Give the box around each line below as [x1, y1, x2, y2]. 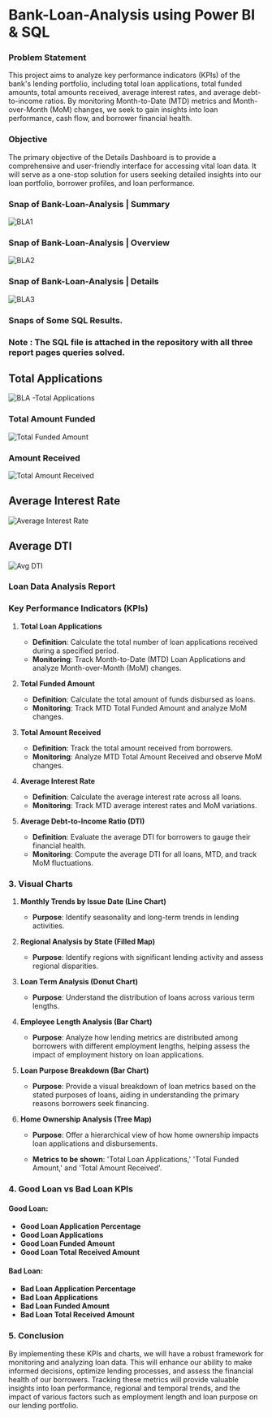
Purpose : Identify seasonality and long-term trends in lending [32, 912, 240, 923]
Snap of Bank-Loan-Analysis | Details [8, 276, 160, 287]
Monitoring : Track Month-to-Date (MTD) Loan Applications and [32, 654, 246, 664]
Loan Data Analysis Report [8, 581, 116, 592]
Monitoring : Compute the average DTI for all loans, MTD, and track [32, 849, 257, 858]
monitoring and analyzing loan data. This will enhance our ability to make [8, 1357, 253, 1367]
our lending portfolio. [8, 1400, 79, 1410]
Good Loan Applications [19, 1230, 104, 1240]
